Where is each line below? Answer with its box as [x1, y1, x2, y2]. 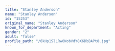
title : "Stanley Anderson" [5, 7, 60, 12]
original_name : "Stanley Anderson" [5, 20, 78, 26]
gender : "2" [5, 30, 29, 34]
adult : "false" [5, 34, 36, 39]
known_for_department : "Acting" [5, 25, 71, 30]
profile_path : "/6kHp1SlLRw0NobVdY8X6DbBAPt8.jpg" [5, 39, 111, 44]
